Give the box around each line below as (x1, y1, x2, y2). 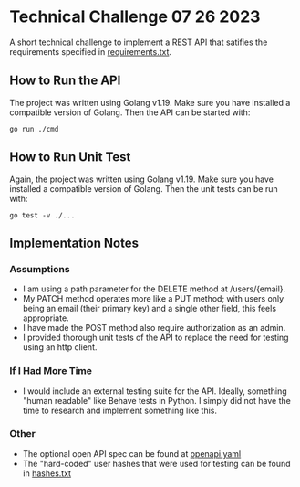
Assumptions (9, 262, 70, 275)
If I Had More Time (9, 365, 93, 377)
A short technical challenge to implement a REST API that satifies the (9, 37, 268, 48)
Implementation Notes (9, 235, 140, 250)
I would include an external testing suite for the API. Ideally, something (22, 386, 287, 397)
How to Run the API (9, 73, 121, 89)
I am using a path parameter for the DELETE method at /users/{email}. (22, 283, 286, 294)
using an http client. (22, 342, 98, 353)
